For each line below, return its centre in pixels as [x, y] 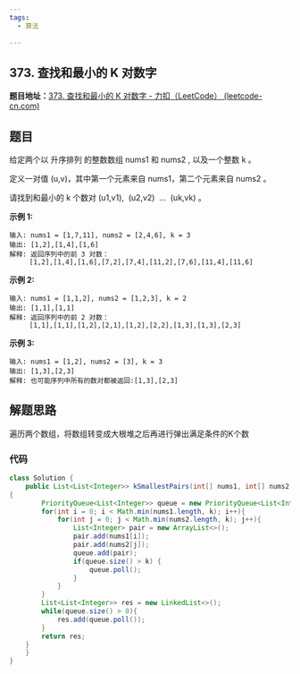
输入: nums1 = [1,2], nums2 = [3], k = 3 [86, 362]
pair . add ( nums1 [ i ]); [111, 537]
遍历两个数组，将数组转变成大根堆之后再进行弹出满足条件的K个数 [129, 433]
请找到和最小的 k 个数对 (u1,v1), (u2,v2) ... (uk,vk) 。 [108, 197]
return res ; [64, 636]
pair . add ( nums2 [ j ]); [111, 545]
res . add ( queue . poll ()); [101, 619]
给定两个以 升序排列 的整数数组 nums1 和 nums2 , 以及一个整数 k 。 [133, 159]
